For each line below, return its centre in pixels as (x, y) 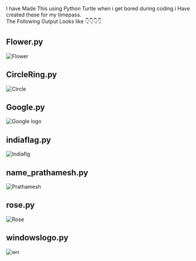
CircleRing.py (32, 75)
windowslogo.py (37, 238)
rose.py (21, 205)
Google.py (26, 107)
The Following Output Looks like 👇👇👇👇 (54, 21)
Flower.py (25, 42)
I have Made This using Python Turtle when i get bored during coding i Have (98, 9)
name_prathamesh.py (47, 173)
